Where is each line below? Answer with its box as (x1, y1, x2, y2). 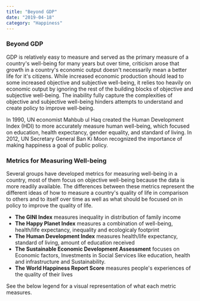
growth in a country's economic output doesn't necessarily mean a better (6, 66, 187, 73)
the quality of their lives (14, 270, 73, 278)
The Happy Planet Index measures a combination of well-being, (14, 219, 173, 227)
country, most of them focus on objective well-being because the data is (6, 176, 185, 183)
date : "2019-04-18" (6, 14, 55, 20)
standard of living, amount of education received (14, 239, 136, 246)
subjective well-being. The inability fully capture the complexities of (6, 91, 173, 99)
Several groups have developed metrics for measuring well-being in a (6, 170, 178, 177)
